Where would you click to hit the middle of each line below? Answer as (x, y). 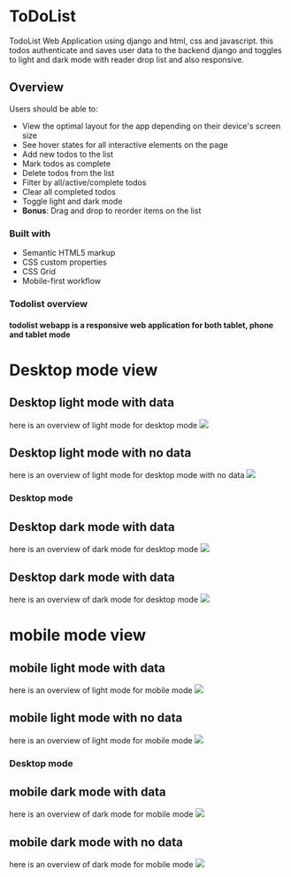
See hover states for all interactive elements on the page (125, 144)
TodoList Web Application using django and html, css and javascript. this (142, 41)
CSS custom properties (65, 262)
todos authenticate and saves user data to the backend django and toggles (145, 50)
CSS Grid (38, 272)
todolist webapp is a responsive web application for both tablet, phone (142, 325)
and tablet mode (40, 335)
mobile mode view (78, 635)
